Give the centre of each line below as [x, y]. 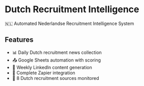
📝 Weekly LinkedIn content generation [52, 67]
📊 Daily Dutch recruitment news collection [57, 52]
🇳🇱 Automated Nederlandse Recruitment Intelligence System [69, 23]
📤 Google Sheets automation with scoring [56, 60]
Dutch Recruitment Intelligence [72, 9]
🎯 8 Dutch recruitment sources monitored [56, 78]
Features [19, 40]
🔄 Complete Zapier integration [44, 73]
